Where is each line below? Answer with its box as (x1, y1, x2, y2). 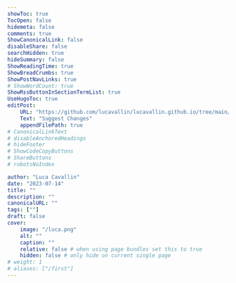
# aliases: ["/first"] (7, 265, 74, 272)
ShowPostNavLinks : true (7, 75, 77, 83)
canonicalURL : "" (7, 200, 58, 207)
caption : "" (20, 239, 55, 246)
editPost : (7, 102, 37, 109)
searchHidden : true (7, 50, 65, 57)
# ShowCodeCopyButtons (7, 148, 74, 155)
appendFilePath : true (20, 121, 83, 129)
